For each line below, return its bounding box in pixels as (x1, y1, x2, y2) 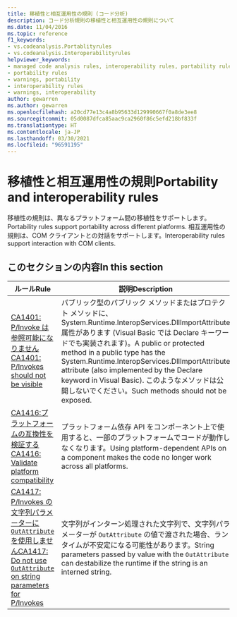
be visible (11, 379, 43, 389)
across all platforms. (61, 461, 128, 471)
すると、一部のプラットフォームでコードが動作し (68, 432, 231, 442)
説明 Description (119, 283, 173, 293)
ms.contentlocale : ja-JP (7, 128, 80, 135)
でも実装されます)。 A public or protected (68, 338, 205, 348)
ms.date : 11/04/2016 (7, 23, 68, 30)
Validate (11, 458, 38, 468)
